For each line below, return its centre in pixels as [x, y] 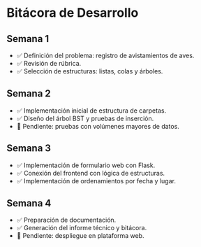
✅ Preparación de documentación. [66, 220]
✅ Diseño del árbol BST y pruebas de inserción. [85, 118]
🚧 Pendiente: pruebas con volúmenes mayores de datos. [98, 126]
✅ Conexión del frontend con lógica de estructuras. [91, 173]
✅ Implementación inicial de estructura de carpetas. [91, 111]
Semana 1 [28, 39]
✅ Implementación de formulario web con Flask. [86, 165]
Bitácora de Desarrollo [73, 13]
